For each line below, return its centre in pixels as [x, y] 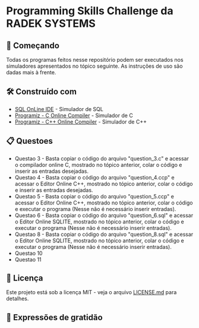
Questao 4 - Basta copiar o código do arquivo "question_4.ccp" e [94, 177]
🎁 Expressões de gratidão [54, 317]
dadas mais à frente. [31, 72]
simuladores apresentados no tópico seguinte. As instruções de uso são [94, 66]
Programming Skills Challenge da [90, 11]
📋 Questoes [30, 141]
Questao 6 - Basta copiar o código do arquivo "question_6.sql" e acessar [104, 215]
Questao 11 [28, 259]
